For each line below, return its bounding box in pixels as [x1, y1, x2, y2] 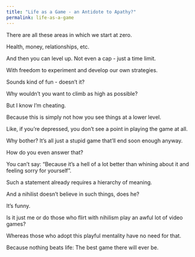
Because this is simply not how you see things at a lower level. [6, 113, 162, 121]
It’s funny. [6, 202, 31, 209]
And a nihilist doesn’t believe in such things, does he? [6, 190, 140, 198]
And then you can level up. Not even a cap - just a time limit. [6, 55, 156, 62]
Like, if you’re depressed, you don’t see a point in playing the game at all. [6, 125, 188, 132]
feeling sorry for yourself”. [6, 167, 72, 174]
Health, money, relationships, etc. [6, 43, 89, 50]
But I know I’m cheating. [6, 101, 66, 109]
